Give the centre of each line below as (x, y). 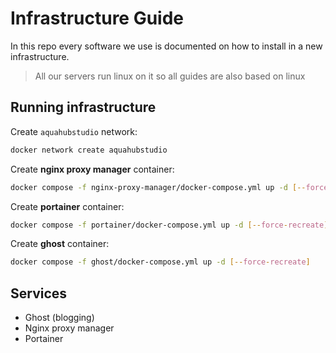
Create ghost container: (60, 244)
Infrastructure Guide (97, 18)
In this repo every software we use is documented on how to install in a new (166, 46)
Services (39, 293)
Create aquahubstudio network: (74, 131)
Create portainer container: (67, 206)
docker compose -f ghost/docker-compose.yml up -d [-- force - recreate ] (160, 262)
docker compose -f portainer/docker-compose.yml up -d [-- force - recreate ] (169, 225)
